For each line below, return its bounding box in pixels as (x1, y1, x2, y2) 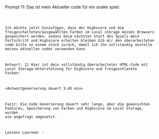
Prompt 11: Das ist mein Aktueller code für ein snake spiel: (5, 4, 120, 10)
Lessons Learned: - (5, 130, 44, 135)
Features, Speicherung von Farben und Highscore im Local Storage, (5, 106, 144, 111)
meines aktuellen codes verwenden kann (5, 46, 86, 51)
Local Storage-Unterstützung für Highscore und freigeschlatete (5, 66, 137, 71)
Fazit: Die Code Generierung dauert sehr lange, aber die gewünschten (5, 102, 150, 107)
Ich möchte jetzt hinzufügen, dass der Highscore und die (5, 25, 124, 30)
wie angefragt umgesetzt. (5, 114, 57, 120)
